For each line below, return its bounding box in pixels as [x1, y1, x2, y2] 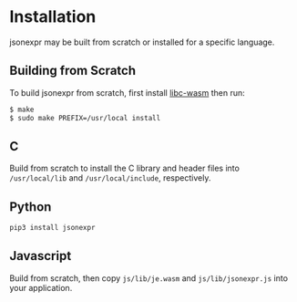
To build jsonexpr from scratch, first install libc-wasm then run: [9, 87, 245, 98]
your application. [9, 282, 73, 293]
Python [9, 199, 52, 214]
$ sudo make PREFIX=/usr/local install [9, 113, 161, 122]
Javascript [9, 248, 72, 264]
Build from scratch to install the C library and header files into [9, 162, 240, 174]
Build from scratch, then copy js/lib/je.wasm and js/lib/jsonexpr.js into [9, 272, 289, 284]
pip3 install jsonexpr [9, 224, 96, 233]
